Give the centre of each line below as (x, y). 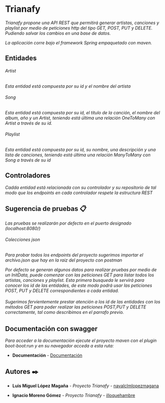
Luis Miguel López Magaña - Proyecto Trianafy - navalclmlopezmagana (85, 386)
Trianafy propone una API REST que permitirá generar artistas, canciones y (82, 23)
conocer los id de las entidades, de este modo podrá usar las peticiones (79, 285)
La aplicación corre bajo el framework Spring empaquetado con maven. (79, 42)
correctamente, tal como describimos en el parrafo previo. (65, 312)
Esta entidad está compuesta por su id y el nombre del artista (68, 86)
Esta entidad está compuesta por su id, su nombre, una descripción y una (81, 149)
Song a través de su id (28, 160)
